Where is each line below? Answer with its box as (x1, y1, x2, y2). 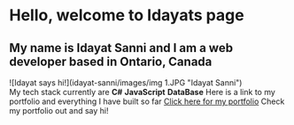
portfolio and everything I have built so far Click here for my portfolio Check (9, 96, 285, 107)
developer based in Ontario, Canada (9, 54, 213, 69)
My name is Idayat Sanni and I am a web (9, 40, 233, 55)
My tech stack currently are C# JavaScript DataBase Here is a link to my (9, 87, 276, 97)
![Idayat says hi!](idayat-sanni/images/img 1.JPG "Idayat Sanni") (9, 77, 243, 88)
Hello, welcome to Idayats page (9, 5, 245, 26)
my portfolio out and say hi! (9, 106, 109, 115)
